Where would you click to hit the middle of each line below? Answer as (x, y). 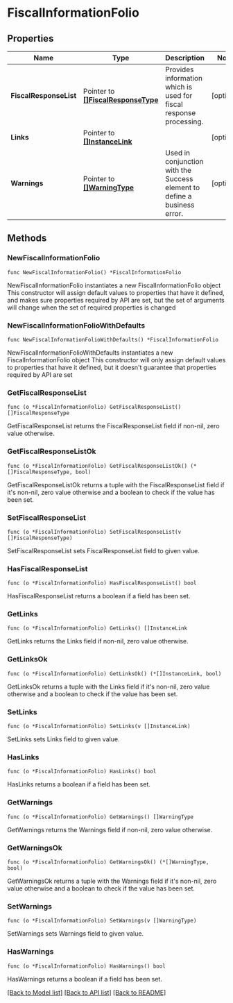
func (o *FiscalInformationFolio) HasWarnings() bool (87, 966)
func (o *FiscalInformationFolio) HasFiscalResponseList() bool (102, 583)
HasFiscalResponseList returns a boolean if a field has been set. (99, 596)
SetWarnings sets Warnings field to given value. (76, 934)
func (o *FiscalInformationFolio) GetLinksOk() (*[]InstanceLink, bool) (114, 674)
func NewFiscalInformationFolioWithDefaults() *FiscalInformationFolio (113, 339)
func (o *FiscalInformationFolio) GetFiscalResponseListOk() (97, 466)
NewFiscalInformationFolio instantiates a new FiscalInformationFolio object (114, 285)
